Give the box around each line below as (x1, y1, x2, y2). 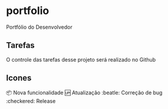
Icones (6, 73, 32, 83)
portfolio (6, 4, 50, 18)
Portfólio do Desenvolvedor (6, 23, 73, 30)
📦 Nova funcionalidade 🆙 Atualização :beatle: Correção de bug (6, 89, 163, 96)
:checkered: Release (6, 97, 56, 104)
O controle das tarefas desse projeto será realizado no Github (6, 56, 156, 63)
